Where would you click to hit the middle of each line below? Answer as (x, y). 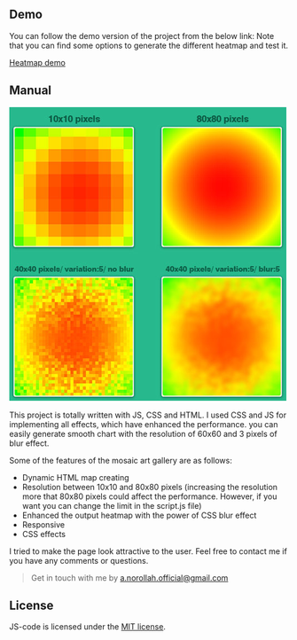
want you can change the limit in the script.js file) (112, 505)
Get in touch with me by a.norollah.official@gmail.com (129, 578)
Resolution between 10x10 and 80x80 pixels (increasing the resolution (149, 487)
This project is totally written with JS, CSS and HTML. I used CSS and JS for (148, 415)
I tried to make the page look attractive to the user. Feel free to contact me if (148, 551)
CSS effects (44, 534)
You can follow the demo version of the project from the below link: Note (142, 35)
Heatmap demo (38, 62)
